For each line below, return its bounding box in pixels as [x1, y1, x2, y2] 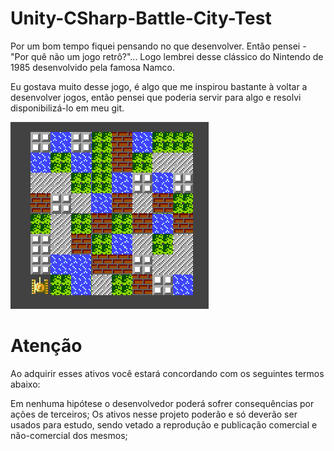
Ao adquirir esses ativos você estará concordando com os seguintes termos [10, 367, 325, 379]
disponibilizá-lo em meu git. [10, 102, 125, 114]
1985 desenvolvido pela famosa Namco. [10, 61, 175, 73]
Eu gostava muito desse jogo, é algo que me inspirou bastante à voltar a [10, 80, 308, 92]
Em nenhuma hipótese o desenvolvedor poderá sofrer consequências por [10, 397, 315, 409]
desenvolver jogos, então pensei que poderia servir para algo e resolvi [10, 91, 302, 103]
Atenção [10, 335, 83, 357]
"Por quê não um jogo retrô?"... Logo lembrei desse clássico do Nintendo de [10, 50, 324, 62]
